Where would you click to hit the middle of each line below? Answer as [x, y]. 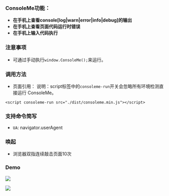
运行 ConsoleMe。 [37, 93]
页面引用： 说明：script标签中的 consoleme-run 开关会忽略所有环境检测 [86, 86]
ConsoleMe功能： [28, 8]
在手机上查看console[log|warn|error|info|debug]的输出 [72, 20]
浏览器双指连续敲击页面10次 [42, 154]
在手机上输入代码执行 [35, 33]
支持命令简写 [21, 116]
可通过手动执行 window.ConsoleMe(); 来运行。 [59, 59]
